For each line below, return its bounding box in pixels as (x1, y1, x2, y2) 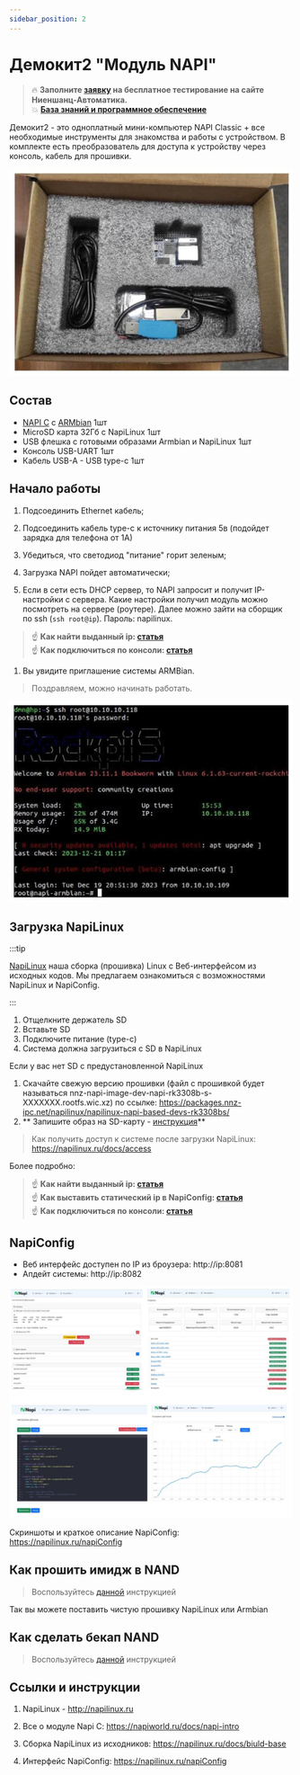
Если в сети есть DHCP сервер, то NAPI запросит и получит (22, 584, 253, 595)
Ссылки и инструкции (9, 1680, 141, 1695)
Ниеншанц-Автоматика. (31, 94, 128, 105)
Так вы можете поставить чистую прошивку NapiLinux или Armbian (9, 1603, 269, 1614)
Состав (9, 393, 52, 408)
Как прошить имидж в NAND (9, 1563, 181, 1578)
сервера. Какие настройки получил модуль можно (71, 593, 269, 604)
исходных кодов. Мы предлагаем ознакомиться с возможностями (9, 970, 266, 981)
